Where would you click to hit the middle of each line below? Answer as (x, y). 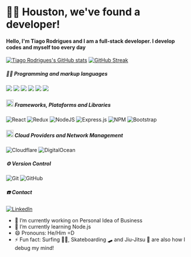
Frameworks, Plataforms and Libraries (63, 104)
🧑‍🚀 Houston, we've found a (73, 12)
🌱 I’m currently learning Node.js (53, 227)
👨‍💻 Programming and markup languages (57, 73)
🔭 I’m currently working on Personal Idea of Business (78, 221)
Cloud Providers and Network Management (69, 135)
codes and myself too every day (46, 47)
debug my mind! (34, 248)
